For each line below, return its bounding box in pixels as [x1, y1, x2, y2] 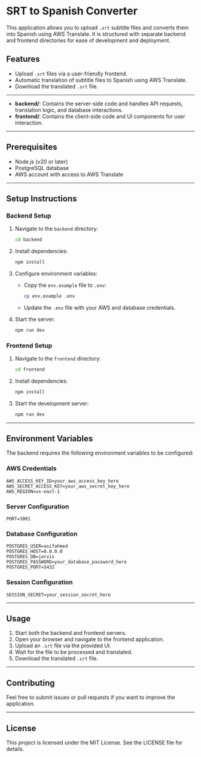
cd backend [14, 237, 42, 243]
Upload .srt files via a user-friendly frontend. [14, 70, 127, 77]
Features [6, 54, 40, 64]
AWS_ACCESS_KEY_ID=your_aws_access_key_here [6, 478, 119, 484]
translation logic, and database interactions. [14, 106, 123, 113]
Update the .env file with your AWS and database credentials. [23, 304, 176, 311]
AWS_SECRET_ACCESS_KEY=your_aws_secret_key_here [6, 483, 130, 489]
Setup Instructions [6, 193, 77, 204]
